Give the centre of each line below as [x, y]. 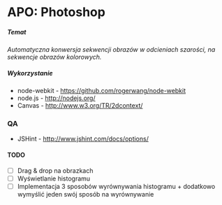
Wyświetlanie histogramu [54, 178]
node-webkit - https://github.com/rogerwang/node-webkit [102, 91]
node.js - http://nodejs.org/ [56, 98]
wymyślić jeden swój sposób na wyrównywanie [86, 194]
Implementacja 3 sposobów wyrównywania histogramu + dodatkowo [116, 186]
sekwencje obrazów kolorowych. [54, 57]
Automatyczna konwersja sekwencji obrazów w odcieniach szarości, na [111, 50]
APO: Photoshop [57, 12]
